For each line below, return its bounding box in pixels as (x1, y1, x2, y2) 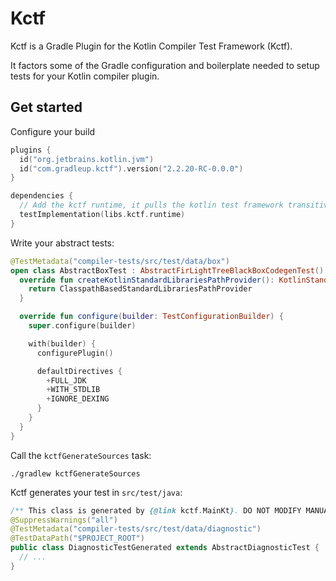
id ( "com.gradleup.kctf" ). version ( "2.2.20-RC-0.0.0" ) (19, 163, 244, 174)
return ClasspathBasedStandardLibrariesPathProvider (28, 284, 253, 294)
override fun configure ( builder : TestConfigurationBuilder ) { (19, 312, 284, 322)
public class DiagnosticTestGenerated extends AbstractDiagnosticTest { (10, 543, 320, 553)
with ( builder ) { (28, 338, 97, 349)
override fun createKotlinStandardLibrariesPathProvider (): (19, 275, 275, 285)
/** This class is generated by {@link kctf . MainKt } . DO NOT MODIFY (10, 505, 302, 516)
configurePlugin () (36, 348, 114, 358)
